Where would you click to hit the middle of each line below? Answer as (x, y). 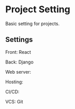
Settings (19, 40)
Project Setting (38, 9)
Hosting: (14, 82)
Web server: (18, 72)
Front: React (18, 52)
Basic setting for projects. (33, 24)
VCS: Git (14, 101)
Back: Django (20, 62)
